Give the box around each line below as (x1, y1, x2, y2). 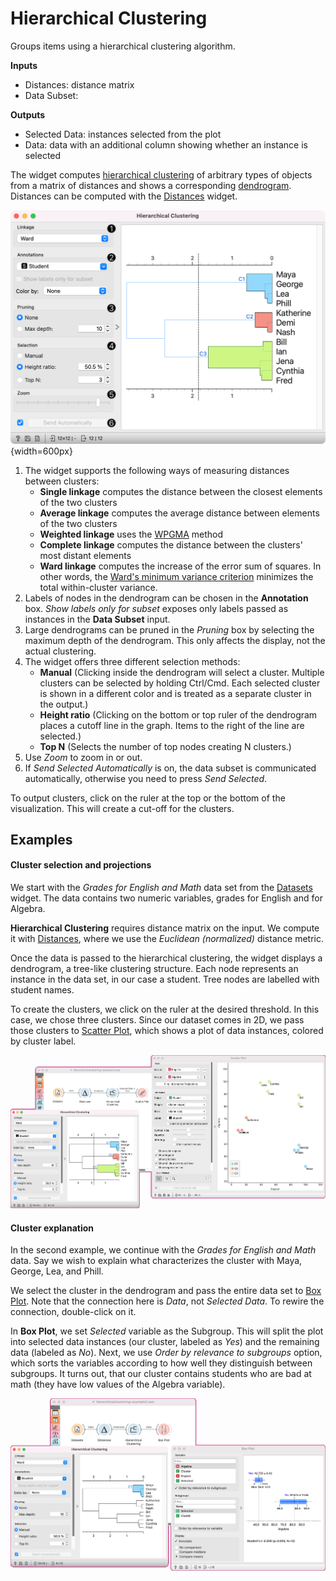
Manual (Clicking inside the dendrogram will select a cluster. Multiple (39, 666, 325, 678)
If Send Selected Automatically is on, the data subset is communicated (24, 762, 317, 774)
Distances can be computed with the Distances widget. (10, 190, 238, 202)
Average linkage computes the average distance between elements (39, 507, 320, 519)
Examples (10, 831, 73, 848)
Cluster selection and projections (10, 859, 152, 871)
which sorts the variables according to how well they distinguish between (10, 1357, 313, 1369)
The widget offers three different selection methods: (24, 655, 241, 667)
